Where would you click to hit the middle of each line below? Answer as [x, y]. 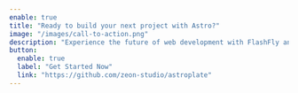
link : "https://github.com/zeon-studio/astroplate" [115, 75]
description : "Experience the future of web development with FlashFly [144, 42]
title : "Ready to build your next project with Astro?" [114, 26]
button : [24, 50]
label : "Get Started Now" [65, 67]
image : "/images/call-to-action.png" [79, 34]
